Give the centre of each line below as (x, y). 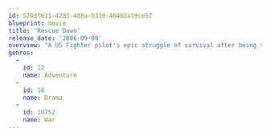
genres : (21, 53)
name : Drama (43, 98)
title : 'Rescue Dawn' (45, 30)
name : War (39, 120)
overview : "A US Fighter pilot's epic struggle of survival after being (133, 46)
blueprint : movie (37, 23)
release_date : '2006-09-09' (55, 38)
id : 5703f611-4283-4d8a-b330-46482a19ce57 (80, 16)
